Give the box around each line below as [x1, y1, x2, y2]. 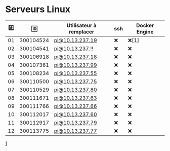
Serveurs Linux [5, 4, 71, 15]
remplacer [69, 28, 95, 35]
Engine [136, 28, 154, 35]
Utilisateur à [66, 22, 97, 29]
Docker [136, 22, 154, 29]
